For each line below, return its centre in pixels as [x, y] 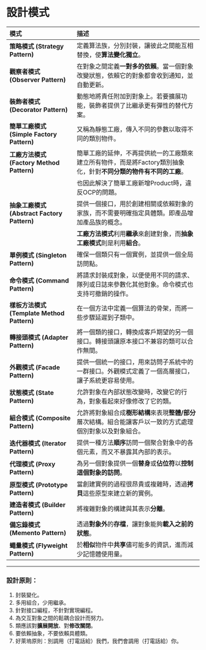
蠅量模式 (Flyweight [39, 546]
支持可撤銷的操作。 [104, 294]
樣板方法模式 [28, 305]
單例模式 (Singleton [38, 255]
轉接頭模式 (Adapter [39, 337]
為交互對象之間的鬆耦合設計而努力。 [61, 618]
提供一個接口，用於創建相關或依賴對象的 [135, 203]
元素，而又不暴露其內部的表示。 [129, 452]
